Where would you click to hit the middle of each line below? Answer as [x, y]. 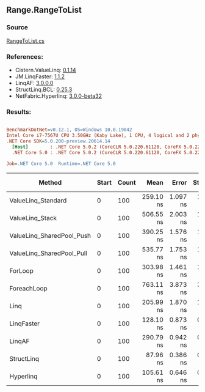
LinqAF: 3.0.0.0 [34, 83]
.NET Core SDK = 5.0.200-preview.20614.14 [59, 141]
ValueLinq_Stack [33, 218]
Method [50, 182]
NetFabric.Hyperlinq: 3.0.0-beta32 [59, 96]
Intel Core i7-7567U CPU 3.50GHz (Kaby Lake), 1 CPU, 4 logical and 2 [98, 136]
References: [25, 56]
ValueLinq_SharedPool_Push [50, 235]
